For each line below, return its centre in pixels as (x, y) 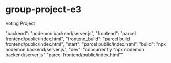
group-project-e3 (44, 9)
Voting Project (20, 23)
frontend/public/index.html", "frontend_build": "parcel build (68, 39)
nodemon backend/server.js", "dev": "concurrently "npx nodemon (75, 49)
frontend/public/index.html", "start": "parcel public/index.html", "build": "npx (86, 44)
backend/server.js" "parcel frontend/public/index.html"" (65, 55)
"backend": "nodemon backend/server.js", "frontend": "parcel (71, 33)
